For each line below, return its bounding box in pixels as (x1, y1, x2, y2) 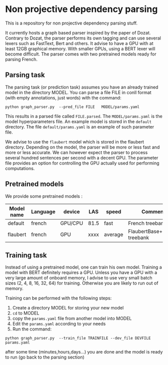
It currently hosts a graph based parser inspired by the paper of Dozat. (5, 29, 151, 35)
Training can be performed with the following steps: (5, 295, 112, 301)
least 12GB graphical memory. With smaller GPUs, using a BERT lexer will (5, 45, 155, 51)
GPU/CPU (60, 219, 83, 226)
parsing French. (5, 56, 38, 62)
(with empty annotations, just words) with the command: (5, 94, 121, 100)
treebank (128, 234, 149, 241)
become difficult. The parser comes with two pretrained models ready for (5, 51, 156, 57)
